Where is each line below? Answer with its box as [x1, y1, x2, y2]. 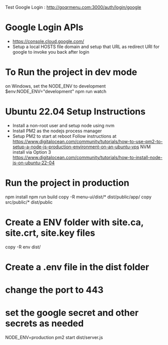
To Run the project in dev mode [5, 67, 137, 78]
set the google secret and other [5, 307, 139, 318]
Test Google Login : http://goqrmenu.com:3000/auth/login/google [5, 5, 141, 10]
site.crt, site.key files [5, 227, 95, 238]
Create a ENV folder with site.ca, [5, 216, 144, 228]
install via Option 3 [12, 149, 51, 155]
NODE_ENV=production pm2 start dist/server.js [5, 334, 103, 340]
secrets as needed [5, 318, 84, 329]
